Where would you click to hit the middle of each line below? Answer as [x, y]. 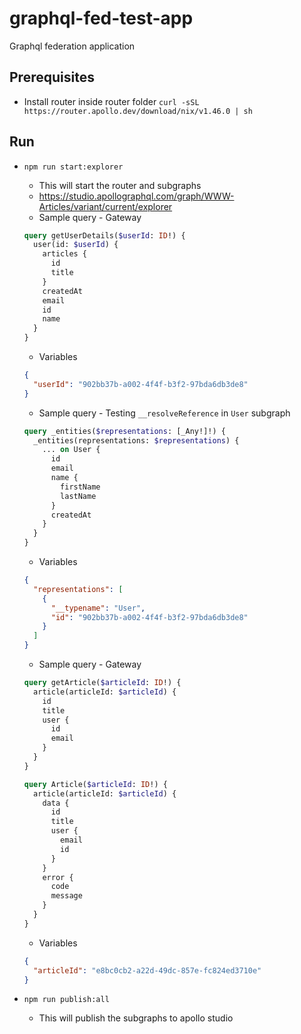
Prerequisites [52, 77]
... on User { [71, 450]
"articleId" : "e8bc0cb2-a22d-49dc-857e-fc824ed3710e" [147, 970]
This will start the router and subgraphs [120, 185]
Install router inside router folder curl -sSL [111, 101]
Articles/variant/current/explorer [105, 206]
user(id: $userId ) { [76, 245]
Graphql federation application [72, 46]
